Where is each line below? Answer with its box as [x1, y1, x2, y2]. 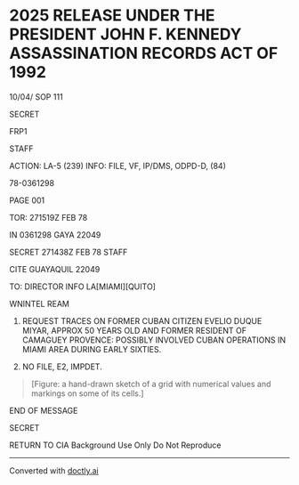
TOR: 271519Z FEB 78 [9, 212, 88, 222]
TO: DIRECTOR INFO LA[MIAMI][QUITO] [9, 281, 156, 292]
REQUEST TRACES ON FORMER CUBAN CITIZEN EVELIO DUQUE [21, 315, 263, 326]
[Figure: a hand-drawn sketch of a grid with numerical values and [30, 378, 271, 389]
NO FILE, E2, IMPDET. [21, 361, 102, 372]
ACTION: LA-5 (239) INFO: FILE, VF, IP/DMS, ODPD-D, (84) [9, 160, 227, 171]
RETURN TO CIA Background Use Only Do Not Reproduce [9, 440, 222, 450]
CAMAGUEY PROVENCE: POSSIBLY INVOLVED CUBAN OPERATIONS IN [21, 335, 287, 345]
